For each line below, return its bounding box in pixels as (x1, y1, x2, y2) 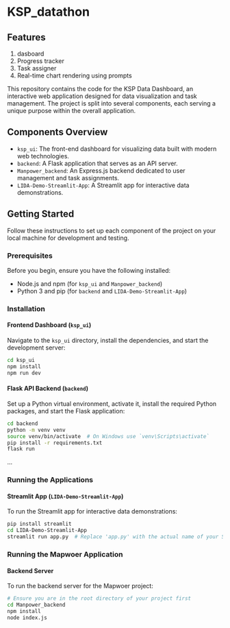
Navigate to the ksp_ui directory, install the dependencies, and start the (7, 337, 209, 345)
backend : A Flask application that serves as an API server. (16, 159, 178, 167)
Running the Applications (7, 475, 94, 485)
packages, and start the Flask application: (7, 407, 125, 415)
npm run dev (7, 370, 41, 376)
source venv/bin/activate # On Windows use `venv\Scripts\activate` (7, 433, 210, 439)
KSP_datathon (7, 4, 90, 20)
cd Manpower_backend (7, 601, 66, 608)
